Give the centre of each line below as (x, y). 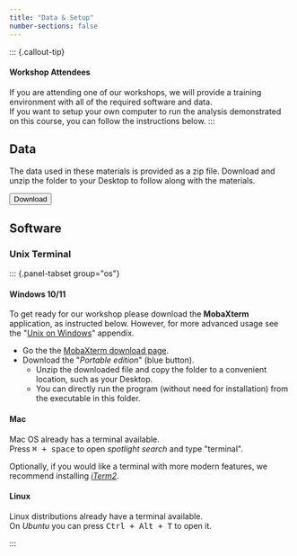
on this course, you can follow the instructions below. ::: (112, 121)
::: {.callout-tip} (37, 51)
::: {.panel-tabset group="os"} (65, 274)
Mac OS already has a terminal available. (84, 439)
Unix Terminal (40, 254)
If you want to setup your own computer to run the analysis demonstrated (145, 111)
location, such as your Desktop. (94, 380)
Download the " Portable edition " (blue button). (108, 360)
